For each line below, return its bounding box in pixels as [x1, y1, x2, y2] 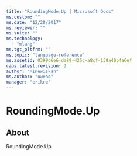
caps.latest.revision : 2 [6, 63, 67, 69]
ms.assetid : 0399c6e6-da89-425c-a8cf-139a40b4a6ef [6, 57, 132, 63]
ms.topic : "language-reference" [6, 52, 85, 58]
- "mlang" [11, 41, 35, 47]
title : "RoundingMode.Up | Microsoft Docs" [6, 8, 114, 15]
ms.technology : [6, 36, 43, 41]
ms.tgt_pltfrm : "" [6, 47, 51, 53]
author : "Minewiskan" [6, 68, 59, 74]
